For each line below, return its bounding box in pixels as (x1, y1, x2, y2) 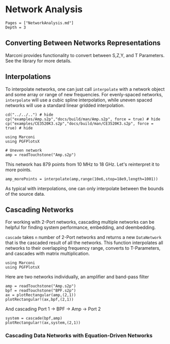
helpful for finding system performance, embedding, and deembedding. (5, 224, 156, 230)
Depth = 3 (5, 24, 26, 30)
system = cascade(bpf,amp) (5, 316, 63, 321)
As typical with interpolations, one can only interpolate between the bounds (5, 185, 164, 192)
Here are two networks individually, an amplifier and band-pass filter (5, 274, 149, 280)
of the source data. (5, 191, 45, 197)
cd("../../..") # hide (5, 112, 53, 117)
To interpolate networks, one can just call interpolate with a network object (5, 86, 165, 92)
